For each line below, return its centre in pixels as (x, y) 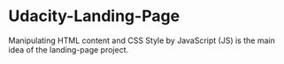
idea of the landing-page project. (69, 49)
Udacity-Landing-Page (94, 16)
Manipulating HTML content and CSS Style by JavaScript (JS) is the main (142, 40)
